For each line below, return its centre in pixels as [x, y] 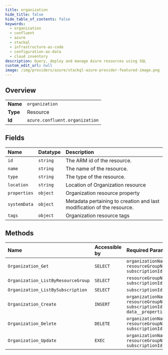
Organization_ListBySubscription [47, 290]
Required [138, 250]
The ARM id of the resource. [99, 160]
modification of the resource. [100, 207]
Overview [21, 90]
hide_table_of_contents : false [38, 19]
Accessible [108, 247]
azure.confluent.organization [63, 120]
